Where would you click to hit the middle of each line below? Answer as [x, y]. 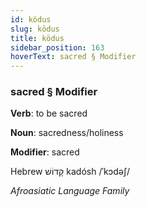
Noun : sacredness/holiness [67, 133]
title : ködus [37, 38]
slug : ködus [35, 29]
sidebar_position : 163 [57, 47]
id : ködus [31, 19]
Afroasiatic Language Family [70, 191]
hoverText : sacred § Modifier [73, 57]
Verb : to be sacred [49, 113]
